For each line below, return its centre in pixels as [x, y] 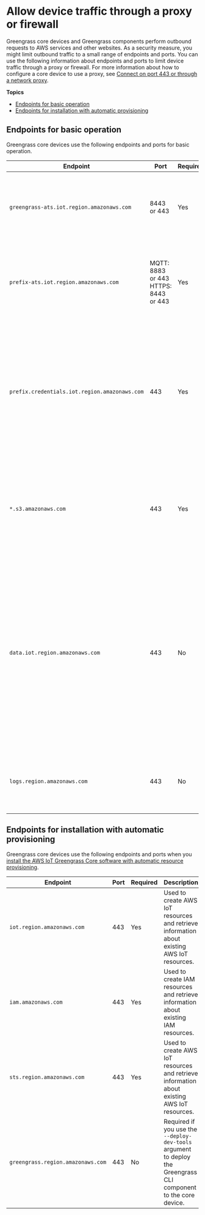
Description [181, 882]
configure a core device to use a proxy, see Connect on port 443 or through [102, 73]
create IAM [179, 979]
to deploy [177, 1157]
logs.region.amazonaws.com [49, 781]
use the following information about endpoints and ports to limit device [95, 61]
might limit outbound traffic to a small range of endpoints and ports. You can [102, 54]
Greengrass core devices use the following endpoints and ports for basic [98, 145]
